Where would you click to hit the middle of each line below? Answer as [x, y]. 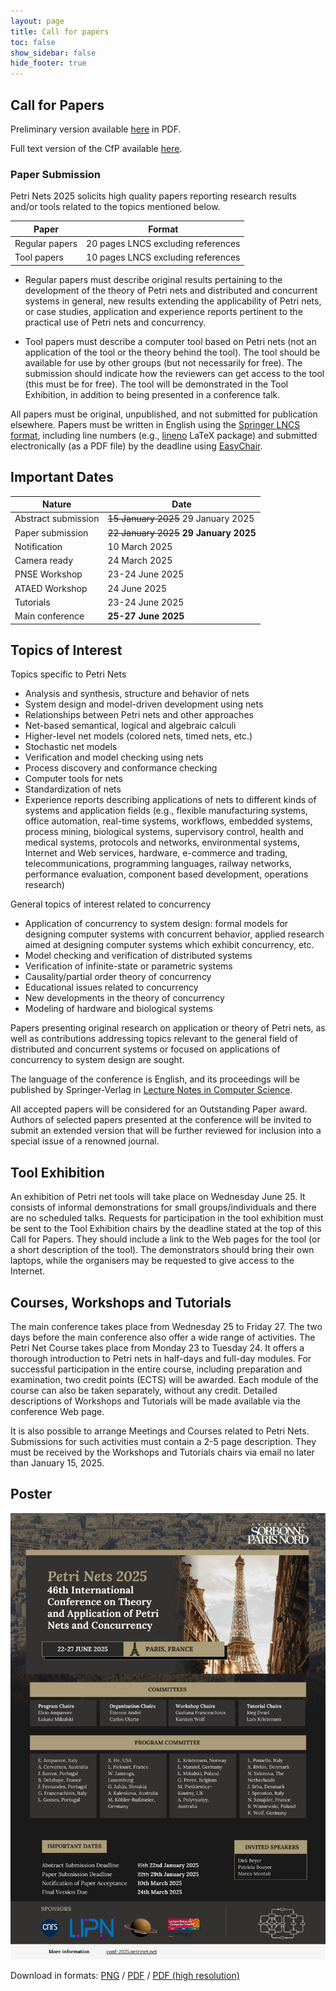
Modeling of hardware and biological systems [118, 1009]
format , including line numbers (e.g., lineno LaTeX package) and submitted [164, 435]
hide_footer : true [48, 63]
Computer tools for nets [73, 779]
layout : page [37, 21]
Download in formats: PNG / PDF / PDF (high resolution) [125, 1975]
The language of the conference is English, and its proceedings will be [155, 1079]
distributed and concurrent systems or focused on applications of [145, 1049]
